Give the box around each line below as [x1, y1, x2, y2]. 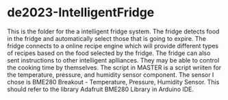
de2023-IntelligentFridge [7, 5, 155, 20]
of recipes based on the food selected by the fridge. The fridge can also [7, 49, 211, 57]
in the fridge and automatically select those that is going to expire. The [7, 34, 207, 42]
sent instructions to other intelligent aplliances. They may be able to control [7, 56, 220, 64]
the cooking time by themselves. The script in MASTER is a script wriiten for [7, 63, 222, 71]
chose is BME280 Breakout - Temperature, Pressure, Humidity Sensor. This [7, 78, 220, 86]
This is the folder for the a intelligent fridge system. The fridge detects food [7, 27, 220, 35]
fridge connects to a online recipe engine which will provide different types [7, 41, 219, 50]
